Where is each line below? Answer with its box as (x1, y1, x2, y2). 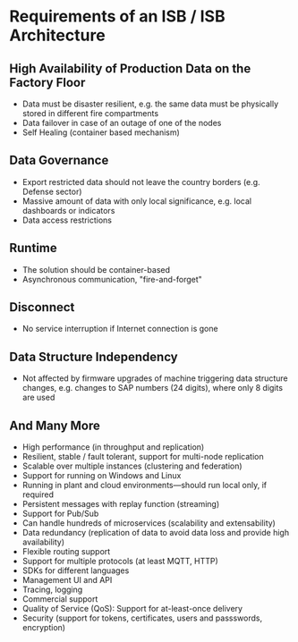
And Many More (9, 418, 101, 433)
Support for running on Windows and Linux (21, 470, 182, 481)
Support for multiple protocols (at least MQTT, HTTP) (21, 556, 219, 567)
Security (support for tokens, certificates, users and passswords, (21, 612, 262, 623)
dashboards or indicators (21, 205, 115, 215)
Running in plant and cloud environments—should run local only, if (21, 480, 267, 491)
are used (21, 392, 55, 403)
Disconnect (9, 300, 75, 315)
